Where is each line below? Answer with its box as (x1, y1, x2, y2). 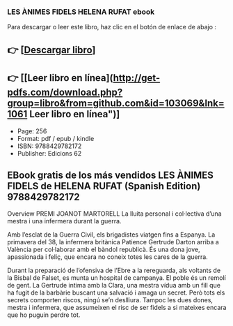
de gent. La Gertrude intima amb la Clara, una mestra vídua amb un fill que (7, 281, 221, 290)
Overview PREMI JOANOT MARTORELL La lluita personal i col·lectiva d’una (7, 209, 222, 218)
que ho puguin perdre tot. (7, 311, 81, 319)
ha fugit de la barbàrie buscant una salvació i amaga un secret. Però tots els (7, 288, 225, 297)
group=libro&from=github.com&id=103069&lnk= (7, 98, 225, 110)
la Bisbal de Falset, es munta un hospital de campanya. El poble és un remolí (7, 274, 226, 282)
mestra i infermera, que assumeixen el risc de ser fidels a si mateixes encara (7, 304, 227, 312)
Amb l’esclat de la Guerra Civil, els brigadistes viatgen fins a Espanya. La (7, 230, 216, 239)
